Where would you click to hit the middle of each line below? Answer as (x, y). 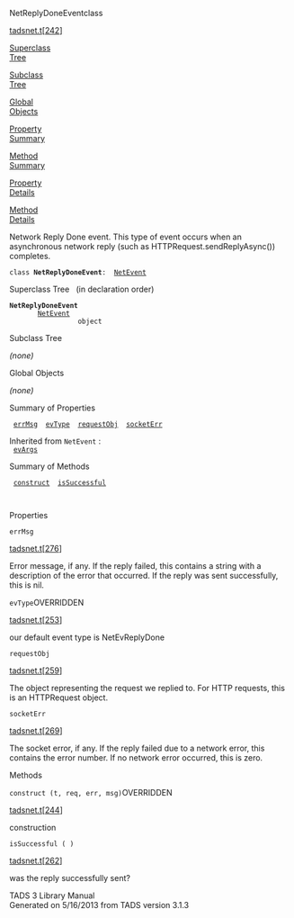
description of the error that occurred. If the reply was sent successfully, (144, 576)
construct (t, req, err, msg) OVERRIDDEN (91, 792)
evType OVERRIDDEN (47, 603)
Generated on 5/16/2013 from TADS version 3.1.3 (99, 905)
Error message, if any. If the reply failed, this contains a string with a (135, 566)
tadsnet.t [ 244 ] (36, 810)
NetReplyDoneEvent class (56, 13)
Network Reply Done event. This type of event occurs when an (126, 237)
